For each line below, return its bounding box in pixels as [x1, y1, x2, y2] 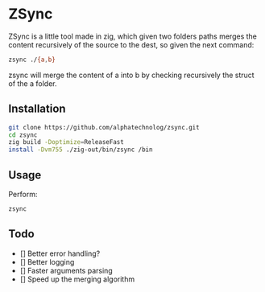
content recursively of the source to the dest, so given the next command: [8, 39, 255, 49]
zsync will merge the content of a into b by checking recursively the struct [8, 70, 255, 80]
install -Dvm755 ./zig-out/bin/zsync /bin [8, 146, 153, 154]
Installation [8, 102, 66, 116]
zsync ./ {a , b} [8, 56, 56, 64]
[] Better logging [19, 257, 75, 266]
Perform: [8, 189, 38, 199]
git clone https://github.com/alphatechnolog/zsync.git [8, 123, 200, 131]
